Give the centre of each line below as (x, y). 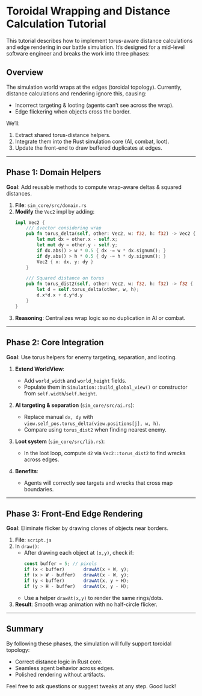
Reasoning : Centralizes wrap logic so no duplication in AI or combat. (100, 318)
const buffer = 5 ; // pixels (60, 564)
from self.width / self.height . (60, 393)
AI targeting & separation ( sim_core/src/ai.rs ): (75, 405)
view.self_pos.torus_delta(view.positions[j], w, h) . (92, 423)
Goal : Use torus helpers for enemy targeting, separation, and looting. (92, 357)
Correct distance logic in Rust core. (59, 662)
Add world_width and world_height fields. (75, 380)
